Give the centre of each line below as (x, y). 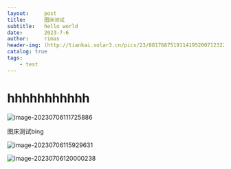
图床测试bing (25, 131)
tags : (15, 58)
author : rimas (33, 39)
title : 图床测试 (36, 20)
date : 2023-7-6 (38, 32)
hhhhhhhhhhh (48, 98)
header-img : (24, 45)
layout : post (32, 13)
